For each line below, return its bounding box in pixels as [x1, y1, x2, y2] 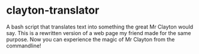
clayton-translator [6, 4, 99, 17]
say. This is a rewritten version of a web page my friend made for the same [6, 29, 191, 36]
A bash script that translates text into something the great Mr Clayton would [6, 23, 194, 30]
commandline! [6, 42, 41, 49]
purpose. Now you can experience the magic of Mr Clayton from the [6, 36, 175, 43]
